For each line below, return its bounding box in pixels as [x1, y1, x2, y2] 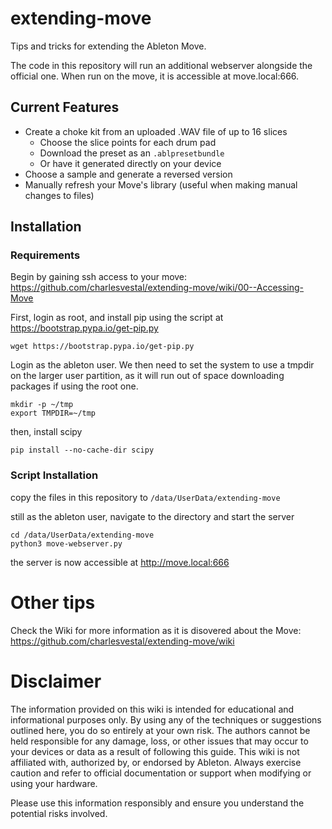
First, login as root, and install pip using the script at [10, 312, 224, 324]
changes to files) [24, 189, 95, 201]
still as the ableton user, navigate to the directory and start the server [10, 510, 295, 522]
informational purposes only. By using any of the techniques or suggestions [10, 713, 322, 726]
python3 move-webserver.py [10, 538, 123, 549]
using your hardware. [10, 777, 98, 789]
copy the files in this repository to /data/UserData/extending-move [10, 491, 281, 503]
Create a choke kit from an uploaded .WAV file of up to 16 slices [24, 125, 288, 137]
